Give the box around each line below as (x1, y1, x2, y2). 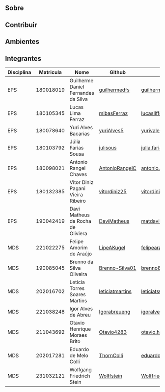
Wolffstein (99, 372, 123, 379)
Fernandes (69, 89, 94, 96)
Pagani (69, 185, 86, 192)
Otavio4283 (99, 328, 127, 335)
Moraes (69, 331, 87, 338)
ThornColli (99, 352, 123, 359)
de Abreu (69, 311, 91, 318)
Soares (69, 291, 86, 298)
